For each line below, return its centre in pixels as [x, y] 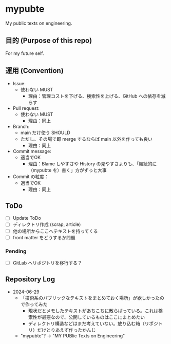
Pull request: [26, 108]
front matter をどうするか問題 [44, 237]
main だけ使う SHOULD [45, 132]
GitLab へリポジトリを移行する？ [47, 263]
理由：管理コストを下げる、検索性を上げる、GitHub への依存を [94, 96]
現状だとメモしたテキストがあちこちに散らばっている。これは [93, 311]
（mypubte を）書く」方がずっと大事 [67, 170]
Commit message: [32, 151]
